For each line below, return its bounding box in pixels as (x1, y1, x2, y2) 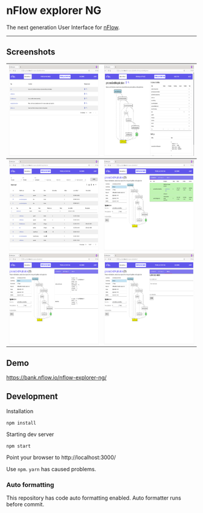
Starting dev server (6, 431, 54, 438)
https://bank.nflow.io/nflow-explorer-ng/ (6, 374, 107, 382)
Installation (6, 407, 34, 415)
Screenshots (6, 47, 56, 58)
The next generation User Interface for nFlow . (6, 24, 120, 31)
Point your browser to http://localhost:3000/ (6, 454, 116, 461)
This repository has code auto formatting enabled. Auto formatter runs (6, 494, 181, 501)
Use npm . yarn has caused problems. (6, 465, 97, 472)
